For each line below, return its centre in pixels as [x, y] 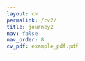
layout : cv [22, 14]
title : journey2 [30, 27]
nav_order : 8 [25, 40]
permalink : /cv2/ [32, 20]
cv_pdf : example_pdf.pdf [42, 46]
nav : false [22, 33]
